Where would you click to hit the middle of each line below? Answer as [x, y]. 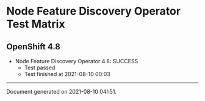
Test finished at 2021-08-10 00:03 [67, 74]
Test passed [40, 68]
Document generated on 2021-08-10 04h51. [62, 92]
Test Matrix [36, 24]
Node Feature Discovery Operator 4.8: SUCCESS [77, 61]
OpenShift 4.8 [34, 47]
